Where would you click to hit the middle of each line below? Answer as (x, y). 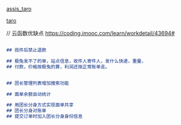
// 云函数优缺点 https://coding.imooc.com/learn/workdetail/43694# (90, 33)
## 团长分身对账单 (27, 111)
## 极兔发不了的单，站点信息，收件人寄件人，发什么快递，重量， (76, 61)
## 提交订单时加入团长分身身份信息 (44, 116)
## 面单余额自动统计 (29, 94)
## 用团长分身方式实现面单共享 (40, 105)
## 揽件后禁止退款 (27, 50)
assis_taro (19, 9)
